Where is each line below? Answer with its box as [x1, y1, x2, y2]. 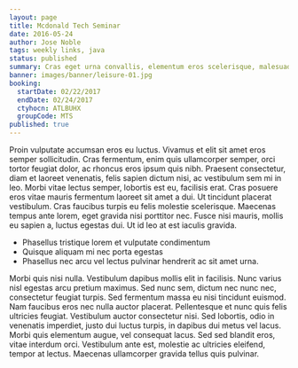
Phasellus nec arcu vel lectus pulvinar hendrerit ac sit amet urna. [21, 256, 259, 266]
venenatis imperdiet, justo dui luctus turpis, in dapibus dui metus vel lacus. [9, 320, 282, 331]
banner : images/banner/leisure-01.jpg [9, 71, 153, 80]
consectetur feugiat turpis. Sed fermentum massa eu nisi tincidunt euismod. [9, 292, 286, 302]
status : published [9, 54, 77, 63]
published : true [9, 121, 69, 129]
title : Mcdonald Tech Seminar [9, 21, 122, 30]
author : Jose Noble [9, 37, 82, 47]
